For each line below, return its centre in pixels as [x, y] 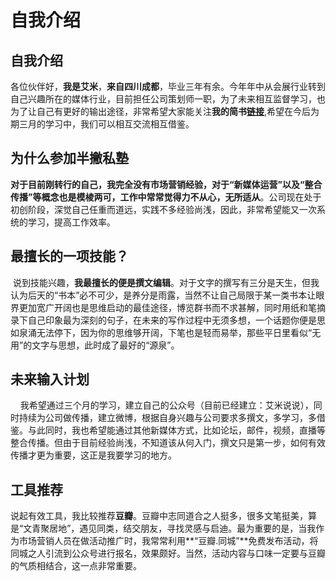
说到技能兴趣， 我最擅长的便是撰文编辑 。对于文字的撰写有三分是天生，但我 [166, 282]
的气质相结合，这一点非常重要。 [76, 566]
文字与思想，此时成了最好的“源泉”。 [105, 345]
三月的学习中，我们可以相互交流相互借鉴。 [106, 124]
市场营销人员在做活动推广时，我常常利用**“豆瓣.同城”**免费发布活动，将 [168, 541]
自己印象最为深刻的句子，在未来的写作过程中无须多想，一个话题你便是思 [176, 320]
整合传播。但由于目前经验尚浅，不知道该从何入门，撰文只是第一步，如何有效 [168, 443]
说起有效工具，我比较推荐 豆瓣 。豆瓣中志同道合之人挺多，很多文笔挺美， [159, 516]
